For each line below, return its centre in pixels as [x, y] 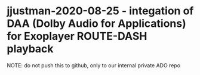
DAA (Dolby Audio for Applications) [97, 24]
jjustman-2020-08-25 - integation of [100, 11]
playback [30, 49]
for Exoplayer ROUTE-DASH [77, 36]
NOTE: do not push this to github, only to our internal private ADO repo [94, 65]
